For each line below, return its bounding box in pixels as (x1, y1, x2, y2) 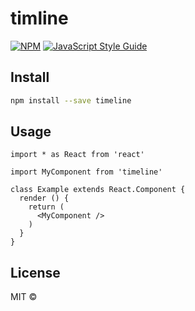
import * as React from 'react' (10, 150, 145, 160)
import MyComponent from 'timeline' (10, 167, 163, 177)
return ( (28, 202, 65, 212)
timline (10, 7, 69, 30)
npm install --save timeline (10, 95, 132, 106)
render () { (19, 193, 70, 204)
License (10, 264, 61, 281)
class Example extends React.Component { (10, 185, 186, 195)
